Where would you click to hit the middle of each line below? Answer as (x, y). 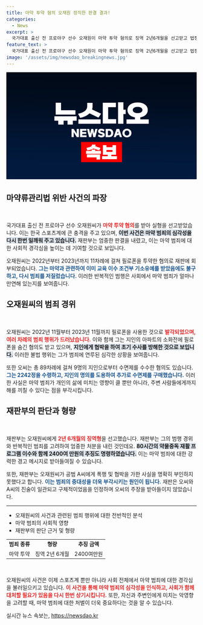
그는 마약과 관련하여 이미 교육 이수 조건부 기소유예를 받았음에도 (112, 269)
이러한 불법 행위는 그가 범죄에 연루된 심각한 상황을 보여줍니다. (87, 355)
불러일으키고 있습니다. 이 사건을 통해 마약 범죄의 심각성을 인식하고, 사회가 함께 (103, 587)
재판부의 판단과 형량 (41, 411)
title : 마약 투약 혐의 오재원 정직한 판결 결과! (58, 13)
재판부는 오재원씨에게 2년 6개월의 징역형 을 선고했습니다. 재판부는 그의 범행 (94, 438)
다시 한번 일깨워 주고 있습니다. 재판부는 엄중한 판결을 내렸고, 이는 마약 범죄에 (96, 241)
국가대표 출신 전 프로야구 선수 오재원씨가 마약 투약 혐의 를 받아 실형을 (87, 225)
